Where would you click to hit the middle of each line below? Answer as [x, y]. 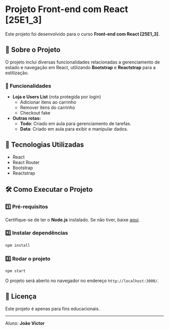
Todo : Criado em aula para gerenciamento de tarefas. [76, 124]
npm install [18, 245]
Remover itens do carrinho [48, 107]
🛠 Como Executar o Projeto [49, 189]
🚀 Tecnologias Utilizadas [45, 145]
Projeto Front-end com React [67, 9]
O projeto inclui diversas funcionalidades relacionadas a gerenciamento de [82, 62]
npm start [16, 271]
